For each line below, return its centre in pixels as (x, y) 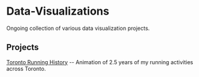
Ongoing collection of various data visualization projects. (78, 28)
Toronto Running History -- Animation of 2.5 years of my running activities (100, 62)
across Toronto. (26, 68)
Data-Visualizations (58, 11)
